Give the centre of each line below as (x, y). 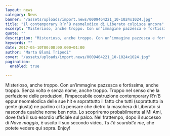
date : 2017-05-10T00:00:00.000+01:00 (45, 48)
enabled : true (25, 66)
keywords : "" (19, 43)
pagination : (18, 62)
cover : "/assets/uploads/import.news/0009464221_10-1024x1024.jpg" (78, 57)
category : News (21, 15)
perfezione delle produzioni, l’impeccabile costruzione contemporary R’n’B (83, 96)
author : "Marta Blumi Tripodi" (38, 52)
